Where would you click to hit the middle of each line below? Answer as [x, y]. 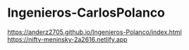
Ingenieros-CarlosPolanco [86, 13]
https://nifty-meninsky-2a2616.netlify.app [68, 39]
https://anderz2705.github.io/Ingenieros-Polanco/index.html [94, 32]
